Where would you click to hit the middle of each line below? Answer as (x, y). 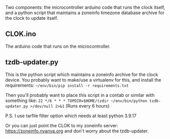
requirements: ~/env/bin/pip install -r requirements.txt (67, 85)
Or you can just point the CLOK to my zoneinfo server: (62, 125)
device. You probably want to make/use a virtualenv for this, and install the (83, 80)
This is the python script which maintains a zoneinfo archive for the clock (82, 74)
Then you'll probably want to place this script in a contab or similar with (80, 95)
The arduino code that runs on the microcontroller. (58, 46)
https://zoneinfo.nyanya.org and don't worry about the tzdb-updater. (77, 131)
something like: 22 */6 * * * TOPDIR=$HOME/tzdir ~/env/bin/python (76, 100)
